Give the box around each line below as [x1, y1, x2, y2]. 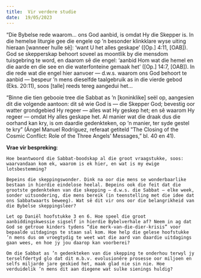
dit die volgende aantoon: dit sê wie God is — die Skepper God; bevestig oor [6, 100, 195, 107]
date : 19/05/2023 [6, 14, 52, 20]
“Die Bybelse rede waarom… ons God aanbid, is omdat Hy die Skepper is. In [6, 31, 194, 38]
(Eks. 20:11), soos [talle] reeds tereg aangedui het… [6, 82, 133, 89]
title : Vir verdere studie [6, 8, 77, 15]
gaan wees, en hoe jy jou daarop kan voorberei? [6, 239, 130, 246]
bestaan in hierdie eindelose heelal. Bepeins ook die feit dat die [6, 182, 181, 188]
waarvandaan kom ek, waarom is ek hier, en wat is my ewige [6, 161, 160, 167]
